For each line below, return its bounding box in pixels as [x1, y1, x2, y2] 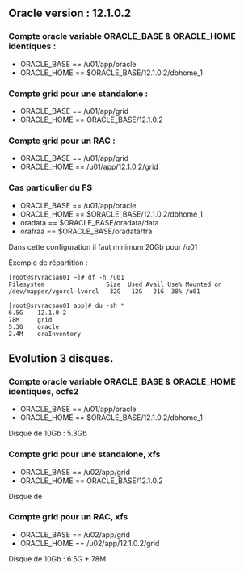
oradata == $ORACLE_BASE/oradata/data [19, 217, 159, 227]
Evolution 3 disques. [8, 351, 114, 365]
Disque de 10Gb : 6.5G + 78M [8, 553, 107, 564]
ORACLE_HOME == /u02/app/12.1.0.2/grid [19, 538, 160, 548]
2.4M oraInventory [8, 330, 82, 338]
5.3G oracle [8, 322, 60, 330]
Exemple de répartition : [8, 258, 88, 267]
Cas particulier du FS [8, 182, 93, 193]
